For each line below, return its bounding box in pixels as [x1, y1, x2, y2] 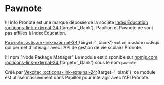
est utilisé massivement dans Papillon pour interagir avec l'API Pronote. [5, 74, 150, 80]
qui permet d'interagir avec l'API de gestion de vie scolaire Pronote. [5, 44, 142, 50]
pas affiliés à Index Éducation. [5, 30, 66, 36]
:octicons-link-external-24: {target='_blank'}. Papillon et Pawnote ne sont [5, 24, 153, 30]
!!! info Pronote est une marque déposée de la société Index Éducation [5, 19, 148, 25]
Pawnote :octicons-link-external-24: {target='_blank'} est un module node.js [5, 39, 160, 45]
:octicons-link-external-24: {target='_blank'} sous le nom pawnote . [5, 59, 138, 65]
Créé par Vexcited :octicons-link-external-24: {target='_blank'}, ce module [5, 69, 156, 75]
